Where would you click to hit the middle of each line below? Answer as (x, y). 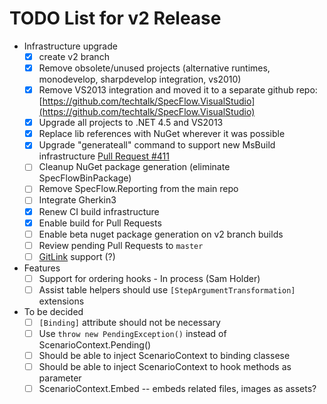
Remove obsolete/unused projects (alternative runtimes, (154, 68)
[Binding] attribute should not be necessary (129, 322)
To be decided (53, 311)
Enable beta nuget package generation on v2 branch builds (161, 234)
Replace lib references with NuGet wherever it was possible (162, 134)
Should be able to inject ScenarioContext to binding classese (164, 356)
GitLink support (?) (77, 256)
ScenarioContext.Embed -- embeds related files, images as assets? (177, 389)
